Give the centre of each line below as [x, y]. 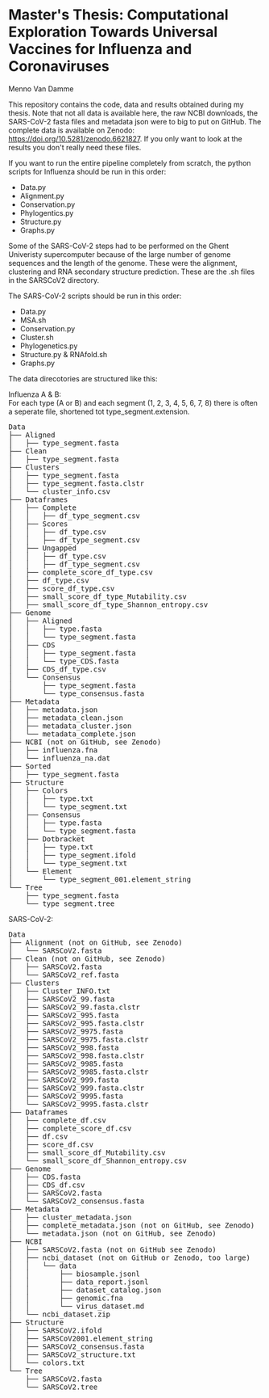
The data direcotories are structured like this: [83, 378]
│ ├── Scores [38, 524]
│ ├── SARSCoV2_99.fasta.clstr [74, 1007]
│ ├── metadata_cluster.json [70, 726]
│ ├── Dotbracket [47, 839]
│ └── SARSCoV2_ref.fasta [64, 975]
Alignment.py [42, 196]
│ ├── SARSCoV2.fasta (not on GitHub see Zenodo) [113, 1249]
